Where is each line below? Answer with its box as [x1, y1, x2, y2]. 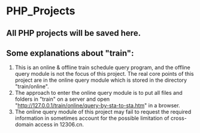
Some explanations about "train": [6, 48, 134, 58]
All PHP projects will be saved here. [6, 28, 141, 38]
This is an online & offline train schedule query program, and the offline [14, 64, 190, 71]
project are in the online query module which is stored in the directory [14, 76, 187, 84]
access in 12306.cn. [35, 121, 84, 128]
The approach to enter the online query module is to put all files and [14, 89, 183, 97]
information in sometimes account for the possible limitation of [14, 115, 169, 122]
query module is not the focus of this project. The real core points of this [14, 70, 194, 78]
